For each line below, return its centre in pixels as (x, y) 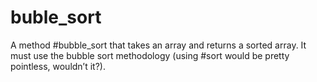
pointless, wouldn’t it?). (58, 66)
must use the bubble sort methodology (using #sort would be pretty (150, 55)
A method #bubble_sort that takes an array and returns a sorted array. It (158, 45)
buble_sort (56, 17)
